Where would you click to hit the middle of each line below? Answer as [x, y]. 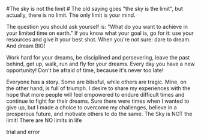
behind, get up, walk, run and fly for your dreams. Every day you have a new [100, 64]
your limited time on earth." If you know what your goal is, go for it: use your [100, 33]
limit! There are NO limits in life [44, 120]
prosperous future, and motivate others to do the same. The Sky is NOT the [99, 114]
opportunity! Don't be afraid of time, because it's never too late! [85, 70]
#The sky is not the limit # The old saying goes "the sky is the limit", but [94, 9]
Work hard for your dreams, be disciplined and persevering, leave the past [98, 57]
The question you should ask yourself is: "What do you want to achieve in [97, 27]
